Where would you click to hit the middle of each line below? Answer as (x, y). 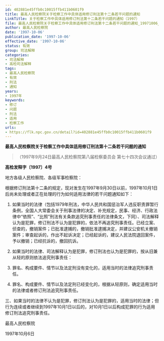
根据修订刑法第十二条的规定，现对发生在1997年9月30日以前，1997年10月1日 (81, 188)
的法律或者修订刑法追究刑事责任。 (46, 290)
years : (12, 91)
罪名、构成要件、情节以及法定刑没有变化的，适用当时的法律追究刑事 (81, 268)
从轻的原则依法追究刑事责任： (42, 258)
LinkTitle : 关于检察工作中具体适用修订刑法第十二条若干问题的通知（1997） (72, 19)
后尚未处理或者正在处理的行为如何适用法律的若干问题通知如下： (69, 194)
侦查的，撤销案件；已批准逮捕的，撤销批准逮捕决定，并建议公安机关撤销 (85, 229)
